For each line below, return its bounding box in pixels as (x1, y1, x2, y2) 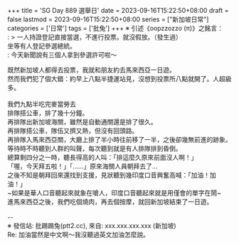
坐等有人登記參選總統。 (7, 42, 76, 50)
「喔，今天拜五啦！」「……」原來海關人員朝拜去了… (7, 162, 158, 170)
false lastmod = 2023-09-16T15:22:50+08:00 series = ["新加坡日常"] (7, 15, 209, 23)
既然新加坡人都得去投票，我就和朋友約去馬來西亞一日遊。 (7, 66, 176, 74)
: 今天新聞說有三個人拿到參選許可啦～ (7, 50, 117, 59)
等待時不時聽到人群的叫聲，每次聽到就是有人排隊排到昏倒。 (7, 144, 182, 153)
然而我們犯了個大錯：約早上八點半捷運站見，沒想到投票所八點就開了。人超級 (7, 75, 232, 83)
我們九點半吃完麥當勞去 (7, 100, 76, 108)
